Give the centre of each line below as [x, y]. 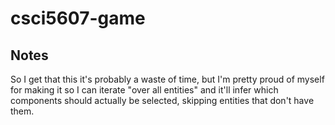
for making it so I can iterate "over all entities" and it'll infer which [144, 90]
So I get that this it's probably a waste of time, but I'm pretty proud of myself [167, 79]
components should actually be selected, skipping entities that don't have [162, 100]
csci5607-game [78, 18]
